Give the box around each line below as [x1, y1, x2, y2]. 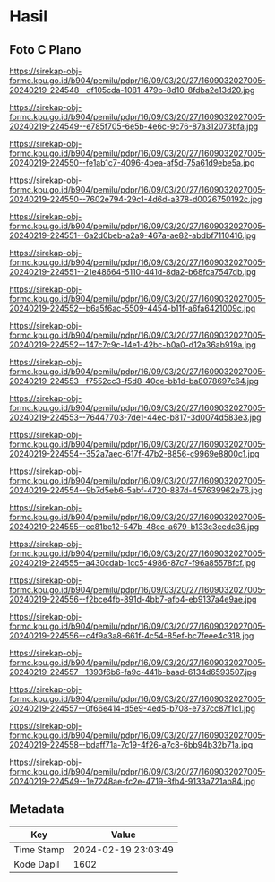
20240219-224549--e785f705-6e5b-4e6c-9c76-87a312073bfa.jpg [9, 121, 259, 132]
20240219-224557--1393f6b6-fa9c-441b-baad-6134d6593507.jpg [9, 667, 257, 677]
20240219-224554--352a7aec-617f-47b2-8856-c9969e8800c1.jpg [9, 449, 260, 458]
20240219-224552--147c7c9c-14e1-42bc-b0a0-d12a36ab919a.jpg [9, 339, 257, 350]
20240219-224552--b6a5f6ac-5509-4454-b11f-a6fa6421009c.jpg [9, 303, 256, 313]
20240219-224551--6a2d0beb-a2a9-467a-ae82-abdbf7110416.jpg [9, 230, 257, 241]
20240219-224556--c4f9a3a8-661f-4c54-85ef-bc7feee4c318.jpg [9, 630, 254, 641]
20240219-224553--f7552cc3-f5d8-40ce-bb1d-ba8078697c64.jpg [9, 376, 260, 386]
